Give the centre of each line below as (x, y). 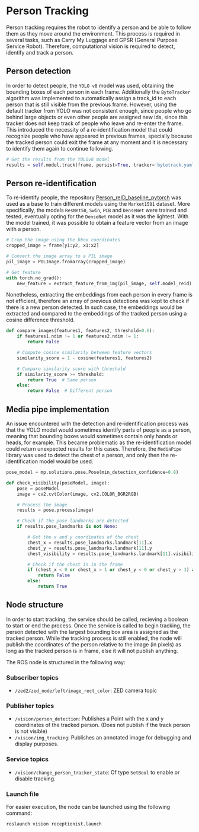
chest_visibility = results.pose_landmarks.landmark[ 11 (98, 554)
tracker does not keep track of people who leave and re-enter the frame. (95, 123)
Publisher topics (30, 706)
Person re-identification (51, 183)
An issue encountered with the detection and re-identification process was (97, 423)
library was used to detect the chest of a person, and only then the (87, 455)
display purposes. (36, 744)
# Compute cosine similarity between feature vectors (84, 353)
